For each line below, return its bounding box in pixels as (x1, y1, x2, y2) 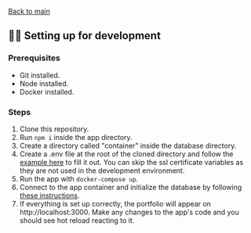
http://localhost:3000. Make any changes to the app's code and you (19, 207, 239, 217)
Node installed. (19, 78, 69, 88)
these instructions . (19, 191, 80, 200)
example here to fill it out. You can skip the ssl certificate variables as (19, 157, 244, 167)
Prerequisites (8, 52, 60, 63)
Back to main (8, 7, 51, 16)
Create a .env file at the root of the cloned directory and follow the (19, 149, 234, 159)
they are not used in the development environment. (19, 166, 185, 175)
